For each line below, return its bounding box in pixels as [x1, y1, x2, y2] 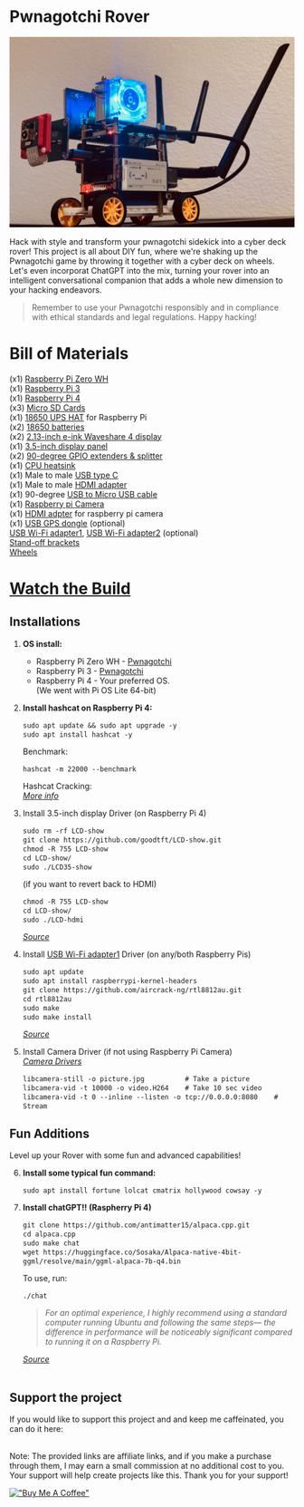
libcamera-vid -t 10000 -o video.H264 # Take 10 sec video [22, 1083, 262, 1093]
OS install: [22, 638, 63, 649]
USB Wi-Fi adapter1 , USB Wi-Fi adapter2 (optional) [9, 527, 199, 538]
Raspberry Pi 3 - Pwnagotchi [35, 665, 144, 676]
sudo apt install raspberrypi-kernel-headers [22, 976, 197, 985]
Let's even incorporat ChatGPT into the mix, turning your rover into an [9, 265, 270, 275]
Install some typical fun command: [22, 1167, 157, 1179]
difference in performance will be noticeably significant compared [44, 1327, 293, 1338]
